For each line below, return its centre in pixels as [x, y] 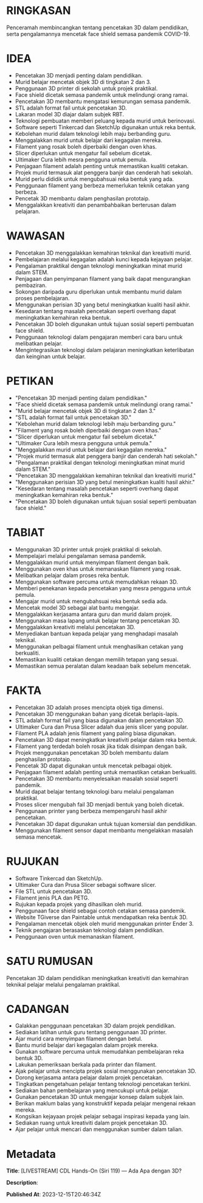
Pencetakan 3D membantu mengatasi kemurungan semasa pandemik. [103, 101]
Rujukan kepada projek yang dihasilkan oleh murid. [79, 904]
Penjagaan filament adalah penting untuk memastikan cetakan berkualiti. [106, 772]
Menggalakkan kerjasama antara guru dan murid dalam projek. [93, 614]
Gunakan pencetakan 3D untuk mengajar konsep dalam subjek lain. [99, 1097]
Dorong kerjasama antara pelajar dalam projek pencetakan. [89, 1078]
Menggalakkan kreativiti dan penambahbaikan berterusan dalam [95, 205]
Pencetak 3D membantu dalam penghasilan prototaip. [82, 198]
